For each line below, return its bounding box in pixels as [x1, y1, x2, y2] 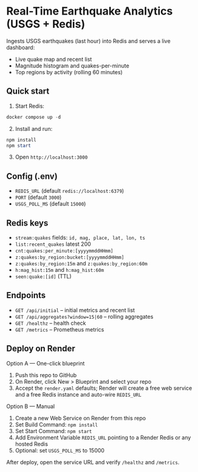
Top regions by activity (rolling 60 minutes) [15, 68, 123, 75]
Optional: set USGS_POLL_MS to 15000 [15, 446, 105, 454]
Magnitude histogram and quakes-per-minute [15, 62, 129, 69]
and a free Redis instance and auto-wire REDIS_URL [15, 390, 142, 398]
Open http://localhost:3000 [15, 153, 88, 161]
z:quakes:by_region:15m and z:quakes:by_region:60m [15, 260, 148, 267]
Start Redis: [15, 102, 44, 109]
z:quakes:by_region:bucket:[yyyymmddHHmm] [15, 254, 125, 260]
